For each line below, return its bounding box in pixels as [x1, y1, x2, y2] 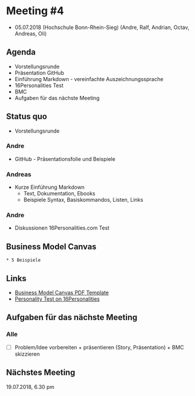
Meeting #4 [6, 4, 64, 18]
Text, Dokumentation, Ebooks [23, 190, 96, 197]
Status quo [6, 111, 47, 122]
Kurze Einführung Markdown [14, 183, 84, 191]
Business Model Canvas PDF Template [14, 289, 109, 297]
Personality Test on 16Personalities [14, 295, 100, 302]
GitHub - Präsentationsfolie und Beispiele [14, 155, 116, 162]
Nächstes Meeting [6, 368, 76, 378]
